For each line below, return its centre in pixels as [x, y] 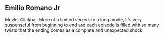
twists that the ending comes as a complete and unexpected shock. [74, 30]
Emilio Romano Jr [33, 8]
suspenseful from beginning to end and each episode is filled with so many [82, 25]
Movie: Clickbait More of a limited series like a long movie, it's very [74, 19]
